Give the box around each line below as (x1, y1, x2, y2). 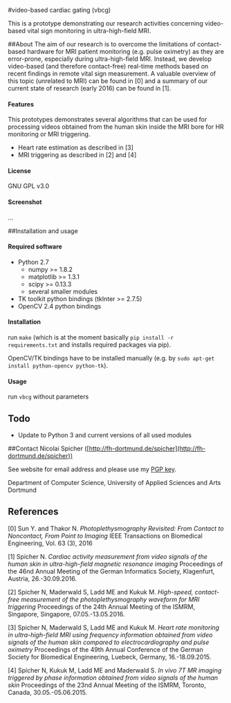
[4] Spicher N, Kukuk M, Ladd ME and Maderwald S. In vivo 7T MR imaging (8, 666, 222, 674)
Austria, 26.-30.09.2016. (8, 574, 77, 583)
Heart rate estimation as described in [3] (17, 143, 134, 152)
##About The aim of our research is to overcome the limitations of (8, 40, 196, 48)
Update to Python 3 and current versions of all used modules (17, 431, 192, 439)
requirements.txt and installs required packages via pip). (8, 340, 172, 349)
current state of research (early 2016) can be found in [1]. (8, 84, 172, 92)
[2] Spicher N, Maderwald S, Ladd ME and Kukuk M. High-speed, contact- (8, 587, 220, 596)
